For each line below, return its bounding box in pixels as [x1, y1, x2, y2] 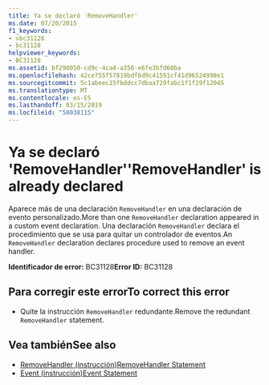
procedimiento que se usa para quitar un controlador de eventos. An [8, 229, 233, 239]
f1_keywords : [8, 26, 52, 34]
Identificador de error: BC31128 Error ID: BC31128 [8, 261, 173, 271]
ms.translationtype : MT [8, 86, 88, 95]
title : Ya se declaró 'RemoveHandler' [8, 11, 138, 20]
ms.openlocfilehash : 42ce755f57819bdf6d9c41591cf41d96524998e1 [8, 71, 225, 79]
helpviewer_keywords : [8, 49, 81, 57]
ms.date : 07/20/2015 [8, 19, 78, 27]
